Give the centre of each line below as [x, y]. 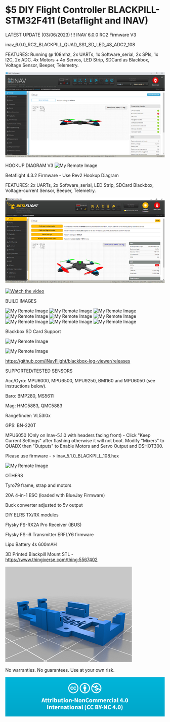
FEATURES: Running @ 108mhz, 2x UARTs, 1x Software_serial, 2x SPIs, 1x [82, 54]
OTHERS [14, 475]
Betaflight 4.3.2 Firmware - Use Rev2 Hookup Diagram [62, 175]
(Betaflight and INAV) [102, 21]
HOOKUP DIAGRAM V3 [29, 166]
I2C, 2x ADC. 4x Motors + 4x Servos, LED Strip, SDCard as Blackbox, [77, 59]
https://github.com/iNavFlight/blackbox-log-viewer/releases [68, 361]
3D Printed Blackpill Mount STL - [39, 554]
